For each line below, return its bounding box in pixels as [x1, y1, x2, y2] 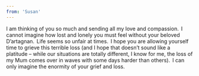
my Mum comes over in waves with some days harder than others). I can [6, 56, 185, 64]
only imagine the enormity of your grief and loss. [6, 63, 126, 70]
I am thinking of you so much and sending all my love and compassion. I [6, 25, 183, 32]
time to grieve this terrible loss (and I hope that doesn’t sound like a [6, 44, 171, 51]
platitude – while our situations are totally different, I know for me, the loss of [6, 50, 193, 57]
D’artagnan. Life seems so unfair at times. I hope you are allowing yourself [6, 37, 189, 45]
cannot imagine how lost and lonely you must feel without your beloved [6, 31, 180, 39]
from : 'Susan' [6, 8, 41, 15]
